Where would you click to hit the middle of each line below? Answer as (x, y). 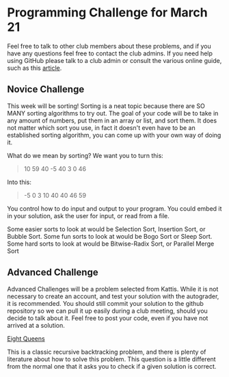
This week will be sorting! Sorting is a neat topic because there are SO (106, 106)
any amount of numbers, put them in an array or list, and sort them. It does (112, 120)
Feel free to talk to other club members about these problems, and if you (109, 46)
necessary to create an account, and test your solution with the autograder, (113, 296)
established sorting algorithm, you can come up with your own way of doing (114, 135)
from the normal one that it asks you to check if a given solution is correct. (112, 366)
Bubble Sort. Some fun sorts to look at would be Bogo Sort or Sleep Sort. (110, 236)
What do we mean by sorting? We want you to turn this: (85, 155)
